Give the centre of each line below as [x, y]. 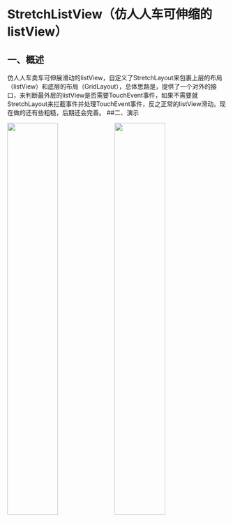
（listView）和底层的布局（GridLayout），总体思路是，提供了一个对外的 [109, 87]
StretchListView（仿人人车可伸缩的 [110, 14]
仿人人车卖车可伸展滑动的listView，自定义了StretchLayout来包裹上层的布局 [115, 78]
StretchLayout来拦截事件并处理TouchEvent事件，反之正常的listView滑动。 [113, 104]
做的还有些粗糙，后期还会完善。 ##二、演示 [76, 113]
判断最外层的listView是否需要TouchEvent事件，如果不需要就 [112, 95]
